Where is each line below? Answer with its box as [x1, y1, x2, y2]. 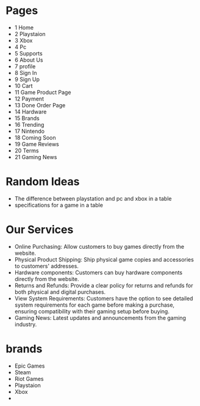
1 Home [14, 24, 34, 31]
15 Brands [14, 114, 40, 122]
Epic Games [14, 362, 45, 369]
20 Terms [14, 147, 39, 154]
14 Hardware [14, 108, 47, 115]
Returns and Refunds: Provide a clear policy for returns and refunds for [14, 282, 193, 289]
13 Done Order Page [14, 101, 66, 109]
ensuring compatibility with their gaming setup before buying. [14, 307, 170, 315]
